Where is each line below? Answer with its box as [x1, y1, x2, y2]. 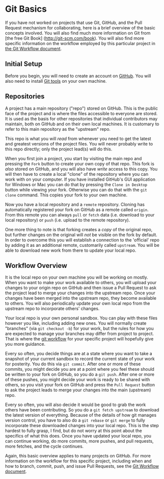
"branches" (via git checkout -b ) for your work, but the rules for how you [5, 326, 154, 332]
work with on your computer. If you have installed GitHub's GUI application [5, 176, 156, 182]
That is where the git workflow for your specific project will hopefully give [5, 336, 154, 342]
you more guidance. [5, 341, 46, 347]
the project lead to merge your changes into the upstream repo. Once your [5, 290, 156, 296]
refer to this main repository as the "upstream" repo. [5, 126, 111, 132]
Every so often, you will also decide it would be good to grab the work [5, 402, 146, 407]
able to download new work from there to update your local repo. [5, 247, 137, 253]
